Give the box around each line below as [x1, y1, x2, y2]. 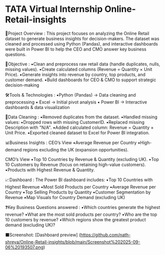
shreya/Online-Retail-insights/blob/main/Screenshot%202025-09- [5, 239, 140, 245]
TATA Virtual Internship [5, 3, 103, 15]
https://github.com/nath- [80, 232, 131, 238]
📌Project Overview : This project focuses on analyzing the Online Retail [5, 30, 149, 36]
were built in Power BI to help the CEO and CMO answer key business [5, 46, 147, 52]
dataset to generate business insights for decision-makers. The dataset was [5, 36, 160, 42]
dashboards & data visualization [5, 104, 70, 110]
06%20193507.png [5, 244, 44, 250]
